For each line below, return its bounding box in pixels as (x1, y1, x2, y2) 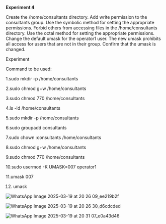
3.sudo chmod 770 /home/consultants (6, 96, 85, 101)
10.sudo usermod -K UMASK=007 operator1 (6, 164, 97, 170)
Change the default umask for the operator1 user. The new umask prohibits (6, 35, 161, 41)
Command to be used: (6, 66, 52, 72)
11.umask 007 (6, 174, 34, 180)
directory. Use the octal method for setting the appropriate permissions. (6, 30, 155, 36)
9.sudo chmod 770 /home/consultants (6, 154, 85, 160)
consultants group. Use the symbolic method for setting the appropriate (6, 20, 155, 25)
